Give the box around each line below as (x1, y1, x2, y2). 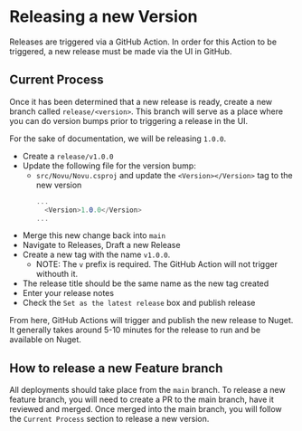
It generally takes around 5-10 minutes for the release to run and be (9, 324, 261, 336)
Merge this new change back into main (22, 230, 165, 241)
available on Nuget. (9, 334, 81, 345)
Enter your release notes (22, 288, 115, 299)
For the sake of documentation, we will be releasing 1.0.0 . (9, 133, 227, 144)
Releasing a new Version (9, 6, 198, 27)
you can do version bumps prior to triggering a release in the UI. (9, 115, 249, 126)
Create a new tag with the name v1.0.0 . (22, 249, 171, 260)
